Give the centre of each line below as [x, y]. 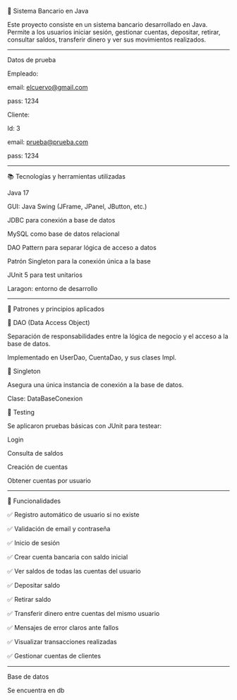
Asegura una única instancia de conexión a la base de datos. [96, 385]
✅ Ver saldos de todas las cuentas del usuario [74, 571]
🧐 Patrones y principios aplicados [56, 309]
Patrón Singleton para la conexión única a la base [79, 261]
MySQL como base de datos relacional [63, 234]
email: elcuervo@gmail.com [48, 87]
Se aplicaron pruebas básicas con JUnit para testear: [85, 426]
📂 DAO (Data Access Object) [49, 322]
